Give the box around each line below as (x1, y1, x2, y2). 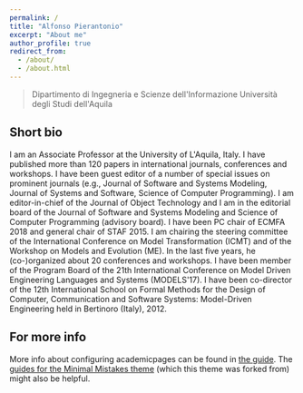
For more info (9, 329, 87, 345)
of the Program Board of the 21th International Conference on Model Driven (9, 264, 291, 275)
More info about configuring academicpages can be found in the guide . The (9, 353, 293, 364)
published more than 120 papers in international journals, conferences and (9, 158, 288, 169)
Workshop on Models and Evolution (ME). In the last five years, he (9, 245, 257, 256)
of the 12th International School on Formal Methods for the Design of (9, 283, 266, 295)
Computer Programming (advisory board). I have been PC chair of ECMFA (9, 216, 286, 227)
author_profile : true (9, 38, 92, 48)
